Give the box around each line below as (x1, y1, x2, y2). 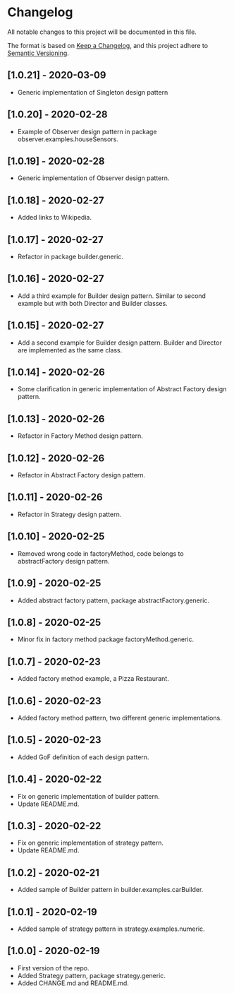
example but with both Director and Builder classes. (17, 299, 168, 307)
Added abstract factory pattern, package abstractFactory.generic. (17, 596, 210, 605)
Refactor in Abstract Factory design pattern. (17, 471, 146, 480)
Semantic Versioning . (7, 49, 69, 57)
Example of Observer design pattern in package (17, 127, 157, 136)
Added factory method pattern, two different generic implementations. (17, 713, 222, 722)
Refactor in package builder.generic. (17, 252, 123, 261)
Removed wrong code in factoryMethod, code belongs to (17, 549, 185, 558)
